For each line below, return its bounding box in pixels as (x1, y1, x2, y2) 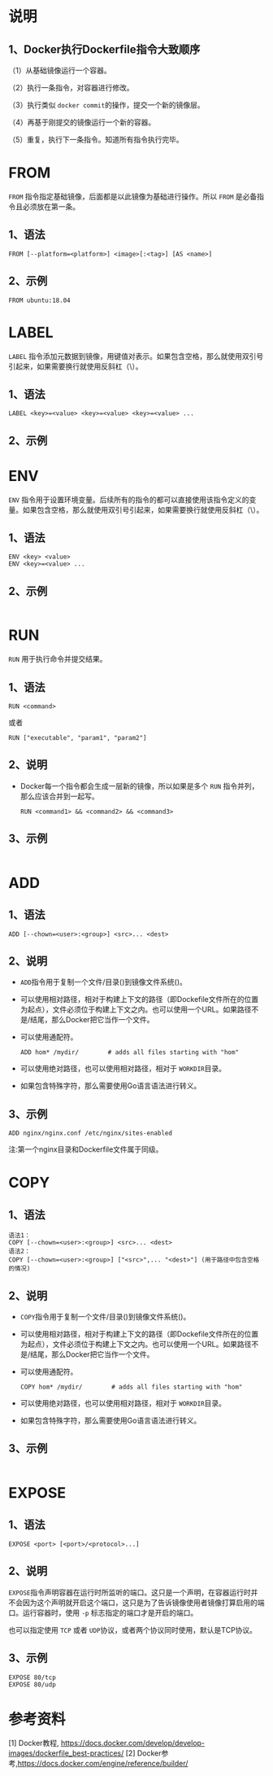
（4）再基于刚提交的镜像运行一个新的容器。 (8, 117, 156, 127)
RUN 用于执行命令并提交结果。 (8, 654, 107, 664)
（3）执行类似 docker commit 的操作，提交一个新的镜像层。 (8, 100, 205, 110)
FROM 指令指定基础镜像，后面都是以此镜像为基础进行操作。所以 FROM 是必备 (8, 191, 258, 201)
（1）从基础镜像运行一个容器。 (8, 66, 111, 75)
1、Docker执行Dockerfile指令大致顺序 (8, 42, 201, 56)
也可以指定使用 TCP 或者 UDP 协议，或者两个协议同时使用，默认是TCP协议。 (8, 1625, 258, 1634)
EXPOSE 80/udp (8, 1680, 57, 1689)
